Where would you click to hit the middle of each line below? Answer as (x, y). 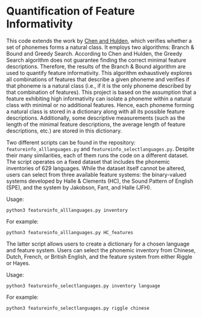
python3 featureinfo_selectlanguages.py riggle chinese (78, 308)
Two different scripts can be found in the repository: (71, 142)
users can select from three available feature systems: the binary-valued (96, 174)
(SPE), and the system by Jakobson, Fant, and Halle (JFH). (79, 187)
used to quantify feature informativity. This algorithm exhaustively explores (99, 73)
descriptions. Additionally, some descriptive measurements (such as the (96, 118)
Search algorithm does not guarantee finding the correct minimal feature (96, 60)
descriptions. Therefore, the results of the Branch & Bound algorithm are (96, 66)
